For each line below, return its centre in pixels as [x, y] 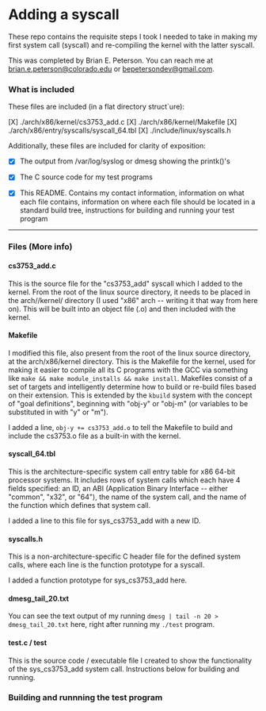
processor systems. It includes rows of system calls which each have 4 [124, 480]
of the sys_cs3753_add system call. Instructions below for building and [124, 669]
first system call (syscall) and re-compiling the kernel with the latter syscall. [131, 44]
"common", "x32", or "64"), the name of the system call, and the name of [127, 497]
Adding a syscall [64, 15]
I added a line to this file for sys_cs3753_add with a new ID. [104, 521]
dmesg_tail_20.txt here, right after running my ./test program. [112, 625]
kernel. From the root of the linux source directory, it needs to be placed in [129, 292]
